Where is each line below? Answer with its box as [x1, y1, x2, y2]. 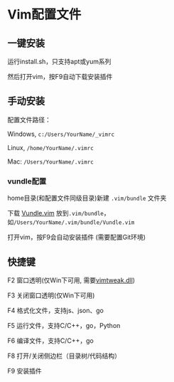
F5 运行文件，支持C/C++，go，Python [7, 321, 121, 329]
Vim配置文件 [7, 6, 82, 23]
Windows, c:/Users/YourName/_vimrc [7, 129, 115, 138]
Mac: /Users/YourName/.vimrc [7, 157, 94, 166]
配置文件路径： [7, 115, 51, 124]
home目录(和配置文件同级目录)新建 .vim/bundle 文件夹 [7, 193, 167, 203]
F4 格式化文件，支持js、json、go [7, 306, 104, 314]
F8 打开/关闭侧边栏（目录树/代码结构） [7, 351, 121, 360]
